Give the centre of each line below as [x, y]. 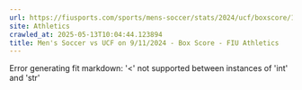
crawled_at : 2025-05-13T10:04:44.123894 [86, 34]
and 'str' [25, 78]
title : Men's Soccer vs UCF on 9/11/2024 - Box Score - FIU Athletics [144, 43]
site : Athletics [40, 26]
